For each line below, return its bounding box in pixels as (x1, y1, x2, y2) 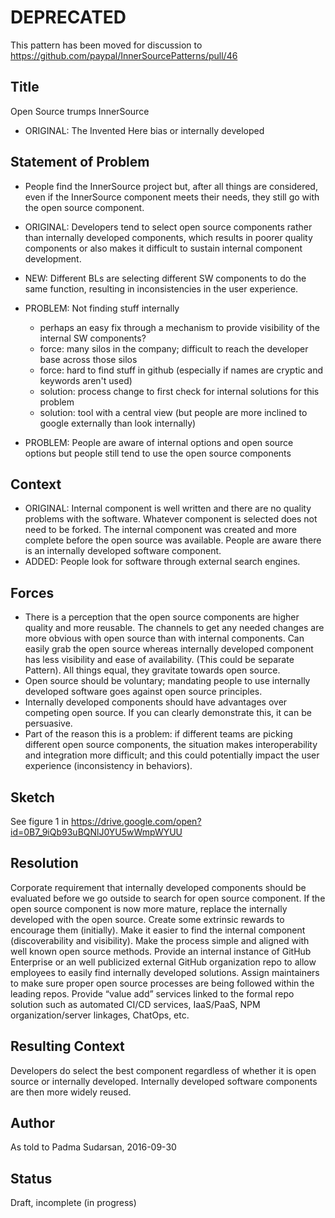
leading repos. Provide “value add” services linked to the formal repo (10, 987, 295, 1000)
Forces (10, 584, 55, 601)
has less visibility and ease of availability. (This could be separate (24, 654, 295, 666)
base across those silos (39, 353, 138, 365)
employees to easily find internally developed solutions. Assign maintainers (10, 966, 320, 978)
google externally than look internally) (39, 417, 197, 429)
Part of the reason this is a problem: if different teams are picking (24, 728, 293, 740)
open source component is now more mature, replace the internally (10, 902, 288, 915)
